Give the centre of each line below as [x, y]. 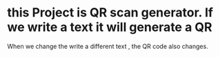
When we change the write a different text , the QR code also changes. [108, 46]
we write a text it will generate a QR [110, 27]
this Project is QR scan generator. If [110, 13]
